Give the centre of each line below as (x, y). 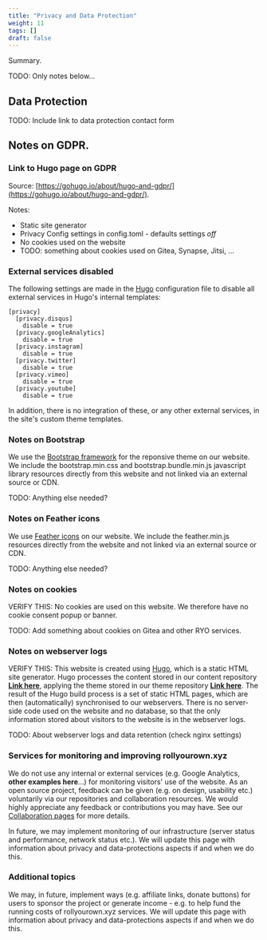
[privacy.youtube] (46, 389)
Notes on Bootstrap (47, 439)
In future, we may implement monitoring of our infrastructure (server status (132, 831)
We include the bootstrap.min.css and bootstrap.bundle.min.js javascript (127, 466)
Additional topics (42, 877)
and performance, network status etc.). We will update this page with (122, 839)
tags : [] (23, 30)
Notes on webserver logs (58, 651)
